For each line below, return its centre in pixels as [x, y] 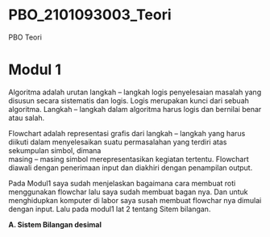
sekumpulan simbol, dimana [55, 150]
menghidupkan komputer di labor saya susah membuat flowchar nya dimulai [135, 200]
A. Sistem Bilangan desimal [55, 224]
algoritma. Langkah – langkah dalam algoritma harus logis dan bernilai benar [135, 109]
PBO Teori [25, 37]
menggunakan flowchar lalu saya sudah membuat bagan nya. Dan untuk [128, 192]
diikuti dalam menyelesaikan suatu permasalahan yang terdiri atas [118, 142]
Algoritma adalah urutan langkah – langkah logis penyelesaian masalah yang [135, 92]
